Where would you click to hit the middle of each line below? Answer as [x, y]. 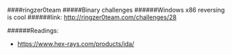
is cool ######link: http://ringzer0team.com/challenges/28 [92, 17]
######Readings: [33, 31]
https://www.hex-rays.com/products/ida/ [76, 44]
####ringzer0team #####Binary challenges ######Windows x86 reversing [116, 10]
